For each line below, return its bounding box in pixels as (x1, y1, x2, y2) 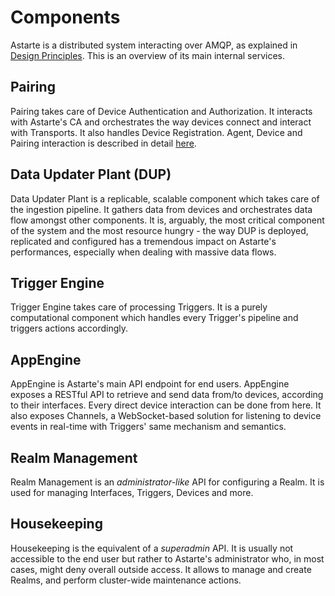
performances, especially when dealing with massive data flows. (10, 246, 277, 258)
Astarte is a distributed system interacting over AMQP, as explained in (10, 39, 298, 51)
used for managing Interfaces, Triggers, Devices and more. (10, 487, 254, 498)
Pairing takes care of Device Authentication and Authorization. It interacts (10, 105, 313, 117)
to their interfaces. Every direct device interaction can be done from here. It (10, 399, 322, 411)
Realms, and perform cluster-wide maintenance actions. (10, 574, 242, 586)
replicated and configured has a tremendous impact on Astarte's (10, 235, 277, 247)
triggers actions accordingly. (10, 322, 128, 335)
